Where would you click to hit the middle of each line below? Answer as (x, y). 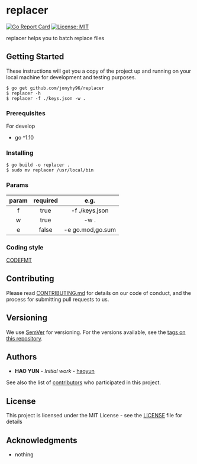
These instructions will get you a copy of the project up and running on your (98, 71)
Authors (22, 357)
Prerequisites (26, 113)
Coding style (25, 247)
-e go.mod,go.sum (90, 229)
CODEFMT (19, 260)
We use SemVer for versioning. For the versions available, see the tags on (96, 332)
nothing (24, 455)
